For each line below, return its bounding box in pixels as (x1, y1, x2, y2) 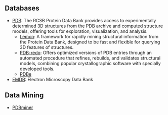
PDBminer (12, 104, 33, 110)
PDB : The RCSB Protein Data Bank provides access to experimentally (12, 17, 156, 23)
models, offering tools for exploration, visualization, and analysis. (12, 28, 148, 34)
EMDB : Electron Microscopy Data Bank (12, 76, 94, 82)
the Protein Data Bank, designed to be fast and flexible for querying (19, 39, 160, 45)
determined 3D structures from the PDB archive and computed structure (12, 23, 163, 29)
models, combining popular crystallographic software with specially (19, 60, 161, 66)
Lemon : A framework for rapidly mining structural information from (19, 33, 159, 39)
